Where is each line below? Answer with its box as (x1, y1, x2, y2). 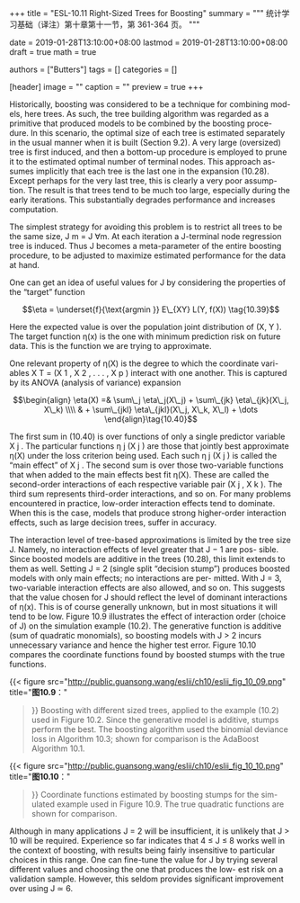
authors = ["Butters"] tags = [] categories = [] (9, 64, 178, 75)
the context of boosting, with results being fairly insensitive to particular (9, 845, 276, 855)
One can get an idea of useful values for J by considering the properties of (9, 277, 287, 288)
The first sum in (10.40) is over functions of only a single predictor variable (9, 431, 286, 442)
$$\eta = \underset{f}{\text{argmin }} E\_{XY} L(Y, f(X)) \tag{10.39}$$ (22, 304, 280, 315)
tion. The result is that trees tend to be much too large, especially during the (9, 185, 290, 195)
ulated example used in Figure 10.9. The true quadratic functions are (31, 799, 285, 809)
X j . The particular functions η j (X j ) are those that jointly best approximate (9, 441, 289, 451)
